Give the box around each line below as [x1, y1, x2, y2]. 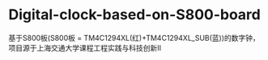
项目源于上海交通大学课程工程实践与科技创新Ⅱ [8, 42, 162, 53]
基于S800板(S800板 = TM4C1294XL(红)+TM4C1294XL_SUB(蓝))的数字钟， [8, 33, 261, 42]
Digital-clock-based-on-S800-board [8, 6, 261, 24]
